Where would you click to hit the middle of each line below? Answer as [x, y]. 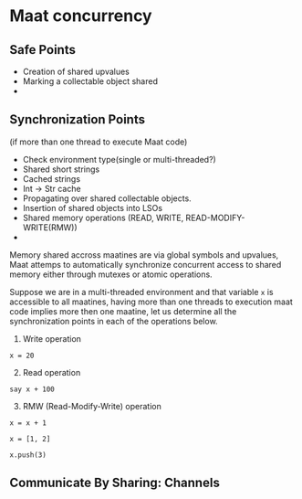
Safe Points [42, 50]
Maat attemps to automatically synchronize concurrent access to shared [146, 264]
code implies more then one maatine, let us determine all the [123, 311]
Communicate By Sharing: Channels [115, 483]
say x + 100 [32, 389]
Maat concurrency [81, 16]
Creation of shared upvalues [76, 71]
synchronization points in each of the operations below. [114, 321]
